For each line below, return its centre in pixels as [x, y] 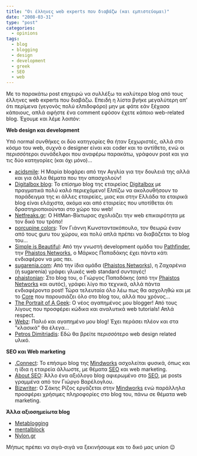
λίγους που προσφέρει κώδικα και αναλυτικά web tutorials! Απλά [94, 309]
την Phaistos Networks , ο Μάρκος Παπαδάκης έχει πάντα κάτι [91, 253]
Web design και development [43, 130]
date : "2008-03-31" [30, 17]
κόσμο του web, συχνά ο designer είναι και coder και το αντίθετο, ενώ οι [95, 148]
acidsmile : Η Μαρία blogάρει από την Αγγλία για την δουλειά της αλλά [102, 172]
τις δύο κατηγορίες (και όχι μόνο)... [49, 160]
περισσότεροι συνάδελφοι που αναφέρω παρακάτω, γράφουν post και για [97, 154]
